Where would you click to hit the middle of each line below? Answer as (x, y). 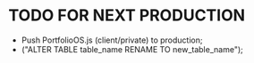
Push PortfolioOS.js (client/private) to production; (112, 40)
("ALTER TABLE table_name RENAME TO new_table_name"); (132, 49)
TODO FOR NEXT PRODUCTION (127, 16)
